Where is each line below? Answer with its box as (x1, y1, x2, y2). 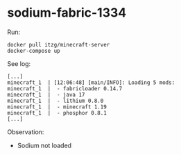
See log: (7, 59, 31, 67)
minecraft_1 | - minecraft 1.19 (7, 103, 107, 111)
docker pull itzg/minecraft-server (7, 41, 110, 48)
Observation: (7, 127, 44, 136)
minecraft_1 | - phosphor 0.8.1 (7, 109, 107, 116)
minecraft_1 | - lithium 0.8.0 (7, 97, 104, 104)
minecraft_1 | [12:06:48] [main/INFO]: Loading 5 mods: (7, 79, 175, 86)
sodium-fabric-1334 (7, 5, 127, 21)
